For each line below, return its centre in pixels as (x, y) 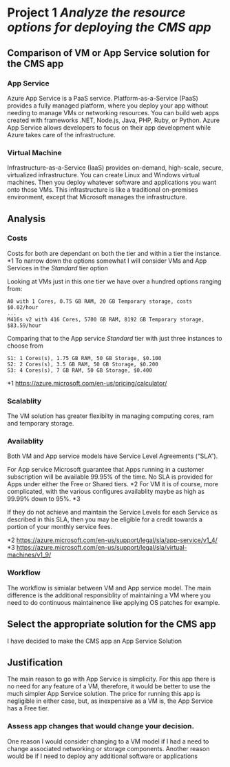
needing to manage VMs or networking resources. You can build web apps (113, 112)
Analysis (27, 219)
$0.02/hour (23, 307)
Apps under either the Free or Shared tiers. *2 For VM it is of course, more (113, 484)
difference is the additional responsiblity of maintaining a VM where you (109, 595)
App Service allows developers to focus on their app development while (109, 127)
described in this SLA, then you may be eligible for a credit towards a (105, 519)
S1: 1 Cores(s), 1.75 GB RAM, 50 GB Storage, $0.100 (84, 358)
